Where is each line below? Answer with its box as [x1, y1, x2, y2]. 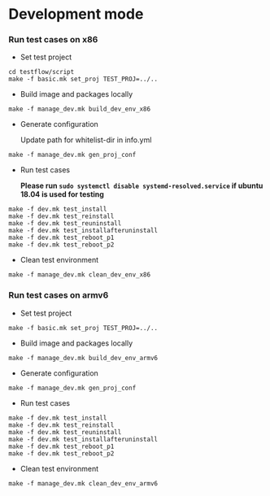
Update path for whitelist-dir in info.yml [20, 135, 152, 145]
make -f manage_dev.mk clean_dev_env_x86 [8, 271, 151, 279]
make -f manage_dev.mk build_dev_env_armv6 [8, 354, 159, 362]
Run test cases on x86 [8, 34, 98, 46]
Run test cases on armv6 [8, 289, 109, 301]
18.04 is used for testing [20, 189, 104, 199]
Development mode [8, 5, 144, 24]
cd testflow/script [8, 68, 75, 76]
